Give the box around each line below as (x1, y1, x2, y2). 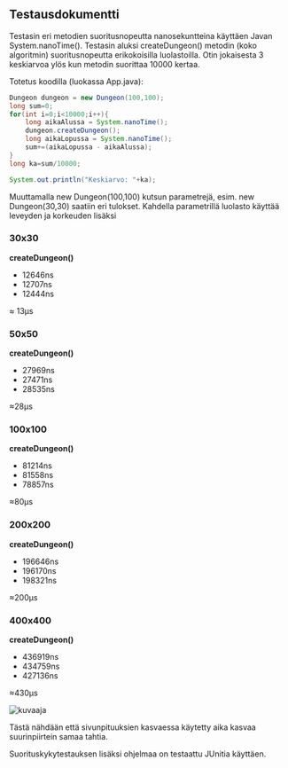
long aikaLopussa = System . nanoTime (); (25, 135, 173, 144)
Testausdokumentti (9, 7, 120, 22)
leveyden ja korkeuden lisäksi (9, 210, 117, 221)
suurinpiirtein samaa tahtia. (9, 732, 108, 742)
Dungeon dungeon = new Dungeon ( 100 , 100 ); (9, 93, 165, 102)
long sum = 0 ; (9, 101, 53, 110)
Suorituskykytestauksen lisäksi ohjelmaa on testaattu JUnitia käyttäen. (9, 748, 267, 759)
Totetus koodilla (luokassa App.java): (9, 75, 144, 87)
